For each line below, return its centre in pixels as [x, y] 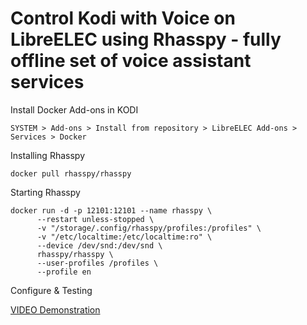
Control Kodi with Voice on [123, 18]
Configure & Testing [51, 290]
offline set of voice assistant [131, 61]
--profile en [64, 272]
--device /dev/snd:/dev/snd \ [99, 245]
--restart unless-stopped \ [95, 219]
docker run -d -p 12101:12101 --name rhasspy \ [111, 210]
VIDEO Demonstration [55, 309]
